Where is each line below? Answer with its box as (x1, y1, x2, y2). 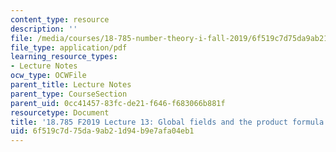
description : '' (10, 24, 78, 34)
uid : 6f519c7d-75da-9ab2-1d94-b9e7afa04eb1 (10, 126, 195, 136)
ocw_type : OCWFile (10, 71, 87, 81)
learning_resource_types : (10, 52, 118, 62)
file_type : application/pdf (10, 42, 128, 53)
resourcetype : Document (10, 107, 110, 118)
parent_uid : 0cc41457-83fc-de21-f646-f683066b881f (10, 98, 226, 108)
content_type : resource (10, 14, 110, 25)
